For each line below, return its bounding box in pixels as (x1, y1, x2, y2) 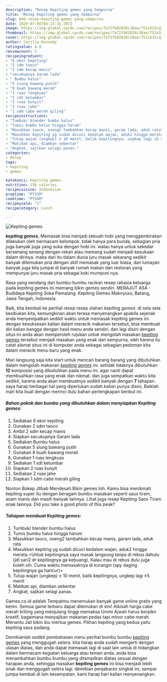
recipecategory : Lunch (5, 206, 53, 211)
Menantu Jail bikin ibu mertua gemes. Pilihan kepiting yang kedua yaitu (5, 619, 151, 625)
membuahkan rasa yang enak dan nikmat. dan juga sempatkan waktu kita (5, 373, 156, 379)
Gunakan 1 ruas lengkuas (12, 455, 64, 461)
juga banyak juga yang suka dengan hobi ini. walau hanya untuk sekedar (5, 244, 154, 250)
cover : (5, 35, 19, 40)
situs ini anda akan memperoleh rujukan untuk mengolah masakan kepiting (5, 331, 158, 338)
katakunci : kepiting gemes (5, 178, 61, 183)
